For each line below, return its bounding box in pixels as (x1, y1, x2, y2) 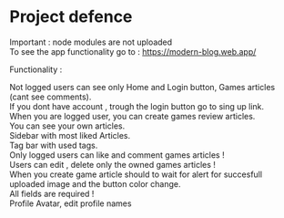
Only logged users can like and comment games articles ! (9, 149, 225, 161)
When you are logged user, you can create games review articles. (9, 110, 256, 121)
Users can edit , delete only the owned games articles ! (9, 159, 217, 170)
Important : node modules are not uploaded (9, 36, 173, 47)
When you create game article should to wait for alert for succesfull (9, 169, 262, 180)
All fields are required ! (9, 188, 95, 199)
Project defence (9, 6, 133, 27)
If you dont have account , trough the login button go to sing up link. (9, 100, 265, 111)
